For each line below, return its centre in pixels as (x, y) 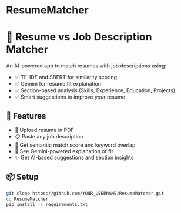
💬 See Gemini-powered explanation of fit (64, 151)
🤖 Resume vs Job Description (79, 37)
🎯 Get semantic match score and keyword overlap (75, 145)
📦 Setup (23, 177)
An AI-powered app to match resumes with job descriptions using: (86, 66)
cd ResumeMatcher (27, 199)
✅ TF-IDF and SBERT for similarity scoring (66, 77)
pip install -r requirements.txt (47, 204)
